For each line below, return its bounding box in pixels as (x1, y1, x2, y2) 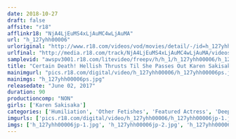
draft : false (7, 17, 46, 24)
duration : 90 (7, 88, 46, 95)
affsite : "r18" (7, 23, 52, 30)
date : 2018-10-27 (7, 10, 58, 18)
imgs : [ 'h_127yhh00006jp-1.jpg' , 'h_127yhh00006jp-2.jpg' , (7, 121, 184, 128)
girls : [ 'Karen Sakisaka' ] (7, 102, 86, 109)
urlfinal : (7, 50, 37, 57)
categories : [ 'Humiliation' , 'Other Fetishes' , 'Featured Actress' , (7, 108, 212, 115)
